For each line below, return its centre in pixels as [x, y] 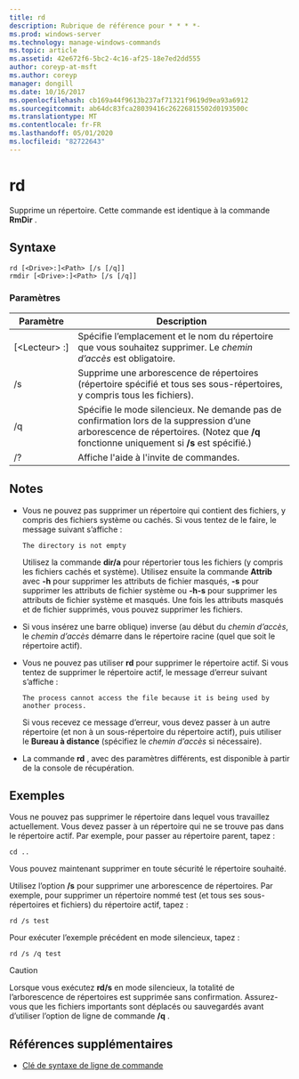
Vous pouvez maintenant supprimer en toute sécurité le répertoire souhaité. [148, 869]
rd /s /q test [36, 954]
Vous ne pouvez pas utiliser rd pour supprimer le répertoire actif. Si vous [155, 663]
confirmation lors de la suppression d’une [165, 421]
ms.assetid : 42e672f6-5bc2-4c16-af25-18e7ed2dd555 [105, 59]
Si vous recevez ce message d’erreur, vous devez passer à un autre [146, 722]
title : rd [28, 17]
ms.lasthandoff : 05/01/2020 [61, 133]
